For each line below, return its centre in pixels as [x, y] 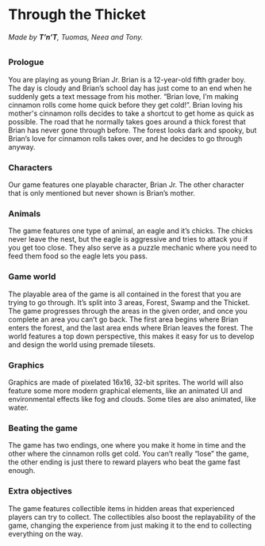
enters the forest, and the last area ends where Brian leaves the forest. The [131, 327]
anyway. [22, 147]
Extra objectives [40, 491]
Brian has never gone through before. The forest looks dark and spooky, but [132, 130]
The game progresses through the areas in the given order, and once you [128, 311]
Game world [32, 277]
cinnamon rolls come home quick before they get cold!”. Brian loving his [126, 105]
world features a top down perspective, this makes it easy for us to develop [131, 336]
